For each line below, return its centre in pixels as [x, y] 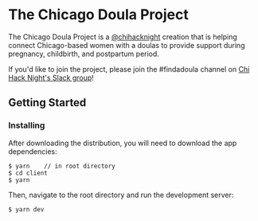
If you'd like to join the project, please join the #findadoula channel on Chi [129, 69]
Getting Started [47, 103]
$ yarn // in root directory [62, 166]
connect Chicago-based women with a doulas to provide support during [127, 45]
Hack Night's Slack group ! [51, 77]
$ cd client [28, 173]
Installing [27, 125]
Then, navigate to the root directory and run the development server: [121, 195]
